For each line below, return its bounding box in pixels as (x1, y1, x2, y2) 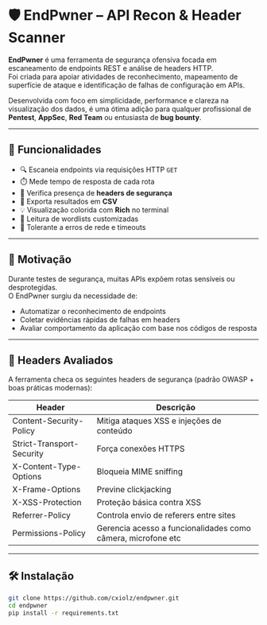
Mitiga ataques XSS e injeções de (96, 415, 222, 426)
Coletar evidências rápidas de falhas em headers (19, 315, 180, 324)
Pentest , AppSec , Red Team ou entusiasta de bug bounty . (8, 112, 202, 122)
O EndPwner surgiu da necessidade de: (8, 291, 137, 301)
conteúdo (96, 425, 133, 437)
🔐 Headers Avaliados (8, 353, 114, 367)
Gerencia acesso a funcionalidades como (96, 522, 252, 534)
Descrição (156, 402, 196, 413)
